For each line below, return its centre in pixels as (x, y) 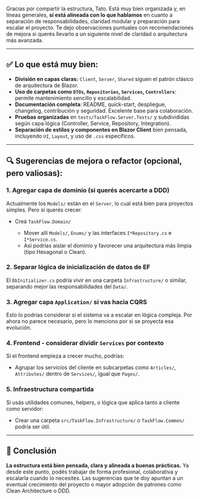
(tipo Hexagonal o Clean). (55, 252)
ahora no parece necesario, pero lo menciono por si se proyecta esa (90, 321)
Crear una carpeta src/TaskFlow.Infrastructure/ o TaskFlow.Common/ (99, 420)
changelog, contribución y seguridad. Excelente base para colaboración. (104, 110)
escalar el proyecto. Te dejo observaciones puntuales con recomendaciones (100, 27)
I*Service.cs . (40, 239)
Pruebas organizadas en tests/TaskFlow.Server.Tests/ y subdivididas (102, 117)
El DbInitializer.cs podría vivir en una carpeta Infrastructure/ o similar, (97, 280)
